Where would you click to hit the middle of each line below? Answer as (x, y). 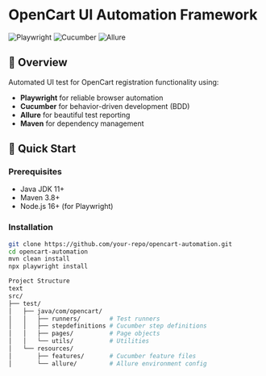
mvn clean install (39, 259)
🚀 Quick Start (42, 149)
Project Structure (39, 281)
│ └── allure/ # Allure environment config (108, 363)
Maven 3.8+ (40, 198)
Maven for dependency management (82, 123)
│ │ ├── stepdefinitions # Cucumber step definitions (108, 326)
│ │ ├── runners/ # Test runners (84, 319)
